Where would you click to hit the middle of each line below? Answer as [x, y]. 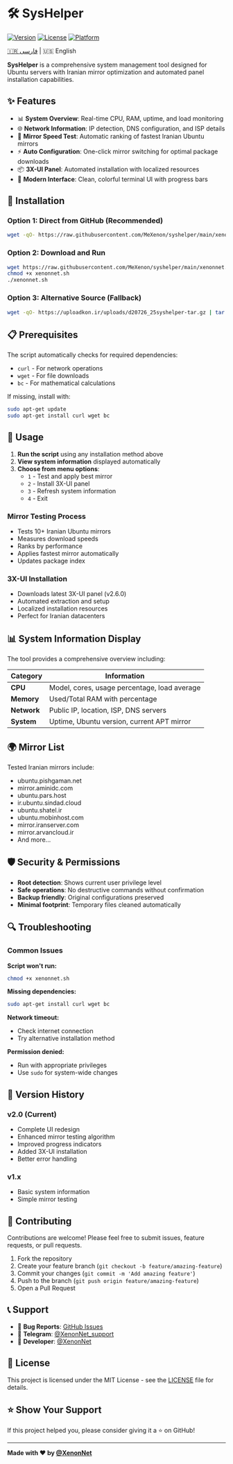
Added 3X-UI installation [52, 1151]
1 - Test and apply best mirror [70, 476]
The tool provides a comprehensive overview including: [86, 659]
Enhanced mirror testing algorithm [66, 1137]
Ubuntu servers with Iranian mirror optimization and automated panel [106, 72]
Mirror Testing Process [47, 516]
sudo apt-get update [37, 409]
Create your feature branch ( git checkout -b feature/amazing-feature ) [120, 1266]
